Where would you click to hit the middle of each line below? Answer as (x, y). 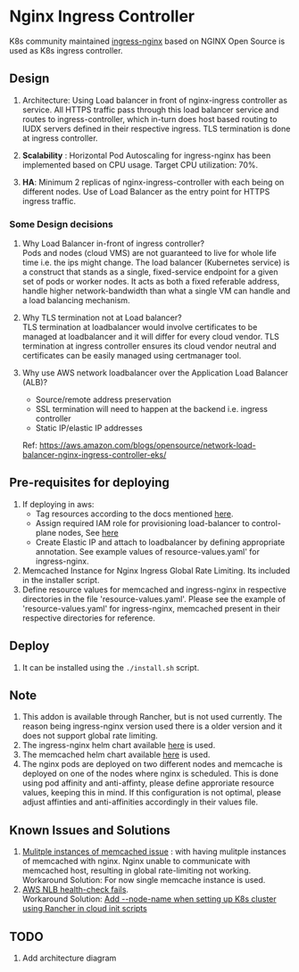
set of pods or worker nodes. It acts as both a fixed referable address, (151, 282)
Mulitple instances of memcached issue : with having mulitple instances (154, 852)
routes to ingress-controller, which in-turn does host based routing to (149, 119)
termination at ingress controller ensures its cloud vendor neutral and (149, 346)
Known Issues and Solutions (90, 830)
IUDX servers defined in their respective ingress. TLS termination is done (156, 128)
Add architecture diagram (69, 958)
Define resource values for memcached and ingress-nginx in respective (154, 589)
